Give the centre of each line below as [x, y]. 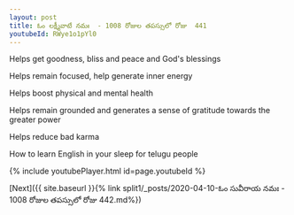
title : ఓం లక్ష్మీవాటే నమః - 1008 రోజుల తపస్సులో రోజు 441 [108, 26]
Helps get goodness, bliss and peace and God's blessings [115, 59]
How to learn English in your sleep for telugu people [104, 154]
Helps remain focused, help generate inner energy [101, 76]
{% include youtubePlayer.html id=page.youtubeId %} [108, 171]
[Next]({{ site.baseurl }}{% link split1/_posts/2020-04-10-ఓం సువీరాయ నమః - [147, 188]
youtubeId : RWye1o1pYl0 [53, 34]
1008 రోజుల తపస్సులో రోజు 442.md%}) [75, 200]
